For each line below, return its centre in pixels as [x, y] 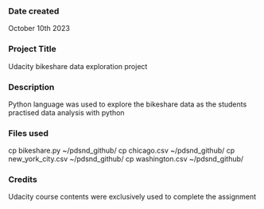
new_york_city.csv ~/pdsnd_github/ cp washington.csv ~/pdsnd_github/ [126, 159]
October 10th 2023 [39, 29]
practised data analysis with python [66, 112]
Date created [34, 11]
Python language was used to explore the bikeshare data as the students [128, 104]
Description [31, 87]
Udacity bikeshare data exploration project [78, 66]
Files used [29, 133]
